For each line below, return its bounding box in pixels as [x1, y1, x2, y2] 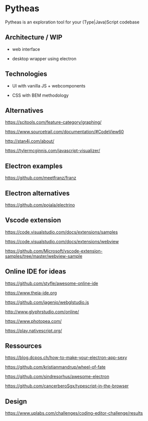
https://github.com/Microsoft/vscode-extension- [5, 248, 103, 254]
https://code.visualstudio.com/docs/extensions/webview [5, 238, 119, 244]
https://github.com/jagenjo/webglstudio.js [5, 299, 89, 305]
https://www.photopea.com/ [5, 318, 62, 324]
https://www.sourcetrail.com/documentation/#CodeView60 [5, 129, 124, 135]
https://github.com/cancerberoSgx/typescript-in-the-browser [5, 383, 129, 389]
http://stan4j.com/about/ [5, 138, 55, 144]
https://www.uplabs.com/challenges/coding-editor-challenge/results [5, 410, 143, 416]
